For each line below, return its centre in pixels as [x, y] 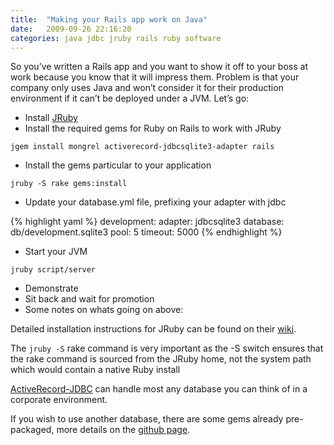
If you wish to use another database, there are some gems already [147, 419]
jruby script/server [53, 270]
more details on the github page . [123, 430]
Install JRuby [51, 118]
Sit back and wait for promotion [89, 299]
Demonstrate [51, 288]
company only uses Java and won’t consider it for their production [147, 88]
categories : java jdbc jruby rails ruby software [116, 38]
